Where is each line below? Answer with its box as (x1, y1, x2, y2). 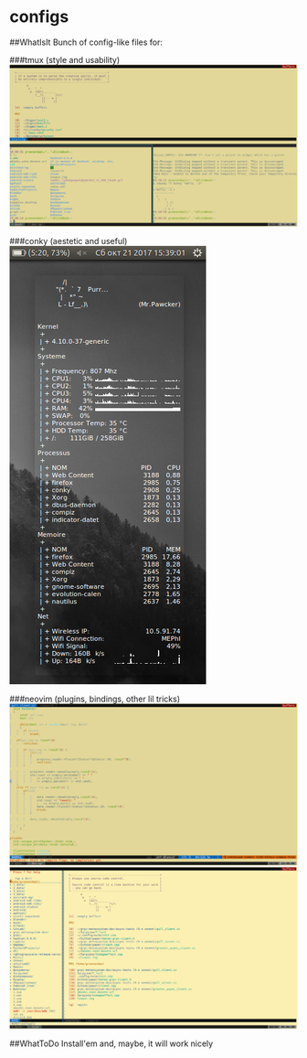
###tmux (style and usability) (9, 54, 121, 65)
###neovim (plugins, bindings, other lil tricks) (9, 693, 181, 704)
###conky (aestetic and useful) (9, 235, 128, 246)
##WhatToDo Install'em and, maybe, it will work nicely (9, 1038, 214, 1049)
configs (9, 6, 69, 27)
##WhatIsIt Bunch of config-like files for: (9, 37, 163, 48)
